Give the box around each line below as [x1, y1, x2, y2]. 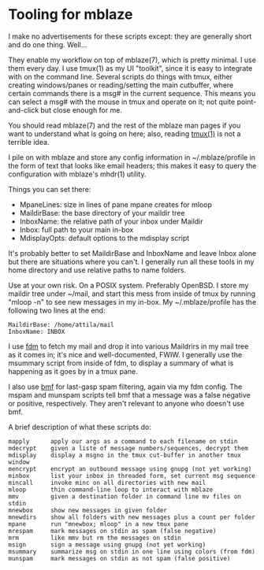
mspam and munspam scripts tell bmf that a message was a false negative [8, 390, 251, 399]
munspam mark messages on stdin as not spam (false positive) [8, 554, 231, 562]
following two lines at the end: [8, 305, 106, 315]
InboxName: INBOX [8, 328, 65, 335]
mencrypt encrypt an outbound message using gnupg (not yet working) [8, 465, 252, 473]
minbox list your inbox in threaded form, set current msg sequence [8, 472, 256, 479]
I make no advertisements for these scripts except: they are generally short [8, 31, 252, 41]
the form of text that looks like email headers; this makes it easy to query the [8, 161, 257, 170]
